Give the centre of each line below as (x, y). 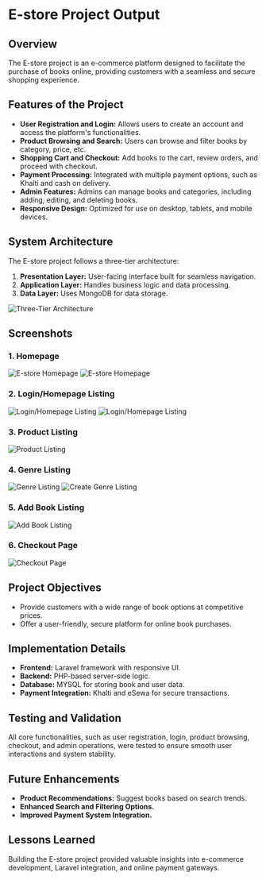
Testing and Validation (65, 718)
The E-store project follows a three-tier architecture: (94, 261)
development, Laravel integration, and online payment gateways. (114, 867)
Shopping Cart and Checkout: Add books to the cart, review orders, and (139, 157)
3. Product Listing (43, 432)
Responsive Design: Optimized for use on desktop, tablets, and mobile (136, 208)
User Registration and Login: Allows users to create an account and (131, 124)
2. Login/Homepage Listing (62, 394)
